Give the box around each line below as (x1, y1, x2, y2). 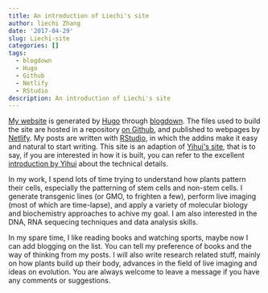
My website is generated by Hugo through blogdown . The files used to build (8, 116, 261, 126)
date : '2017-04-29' (8, 27, 74, 35)
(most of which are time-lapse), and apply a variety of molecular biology (8, 200, 248, 210)
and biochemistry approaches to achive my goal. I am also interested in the (8, 208, 258, 218)
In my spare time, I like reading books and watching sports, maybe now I (8, 233, 249, 242)
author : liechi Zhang (8, 19, 81, 27)
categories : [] (8, 42, 60, 50)
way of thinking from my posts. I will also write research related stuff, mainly (8, 250, 261, 260)
